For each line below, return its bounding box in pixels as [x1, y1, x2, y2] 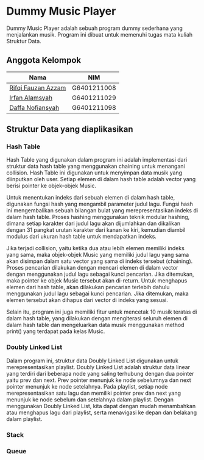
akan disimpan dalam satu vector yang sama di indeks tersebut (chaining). [6, 257, 193, 265]
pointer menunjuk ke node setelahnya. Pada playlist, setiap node [6, 383, 168, 390]
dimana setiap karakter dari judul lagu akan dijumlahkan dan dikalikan [6, 220, 181, 227]
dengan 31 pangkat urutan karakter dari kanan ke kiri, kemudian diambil [6, 226, 186, 234]
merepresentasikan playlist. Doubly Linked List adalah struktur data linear [6, 363, 191, 370]
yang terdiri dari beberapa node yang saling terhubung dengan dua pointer [6, 370, 194, 377]
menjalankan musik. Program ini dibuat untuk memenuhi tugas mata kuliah [6, 31, 193, 38]
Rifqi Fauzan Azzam [9, 84, 66, 92]
